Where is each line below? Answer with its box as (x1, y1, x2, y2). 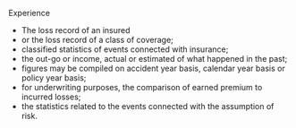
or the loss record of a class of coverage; (21, 35, 173, 45)
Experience (8, 8, 51, 18)
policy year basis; (21, 73, 87, 83)
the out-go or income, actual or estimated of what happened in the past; (21, 54, 288, 64)
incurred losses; (21, 91, 81, 102)
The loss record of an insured (21, 25, 131, 35)
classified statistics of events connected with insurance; (21, 44, 229, 55)
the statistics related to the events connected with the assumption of (21, 101, 275, 111)
